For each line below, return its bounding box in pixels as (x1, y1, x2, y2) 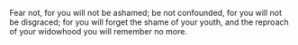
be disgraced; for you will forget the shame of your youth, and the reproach (9, 17, 290, 27)
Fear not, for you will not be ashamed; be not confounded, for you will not (9, 8, 282, 18)
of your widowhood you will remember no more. (9, 26, 187, 36)
